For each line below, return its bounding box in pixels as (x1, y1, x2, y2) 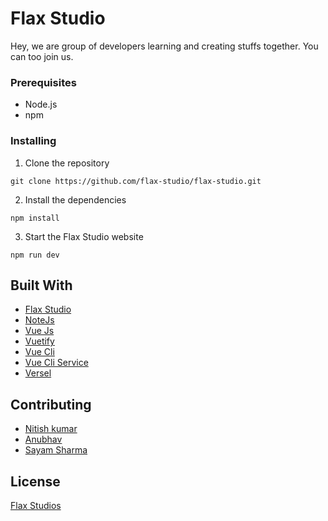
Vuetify (24, 335, 55, 347)
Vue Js (24, 325, 55, 337)
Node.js (24, 98, 58, 111)
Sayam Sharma (24, 444, 88, 456)
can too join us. (10, 50, 74, 62)
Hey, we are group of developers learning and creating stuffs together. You (10, 40, 319, 52)
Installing (10, 134, 57, 148)
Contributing (10, 396, 92, 413)
